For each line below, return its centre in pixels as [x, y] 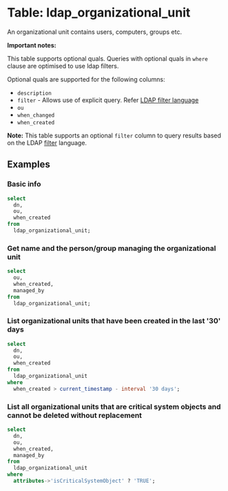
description [34, 93]
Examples [29, 165]
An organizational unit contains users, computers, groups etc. [95, 32]
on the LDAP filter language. [47, 142]
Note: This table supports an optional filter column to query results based [114, 135]
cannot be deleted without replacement [75, 415]
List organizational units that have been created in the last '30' [114, 321]
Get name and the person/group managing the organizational [112, 248]
